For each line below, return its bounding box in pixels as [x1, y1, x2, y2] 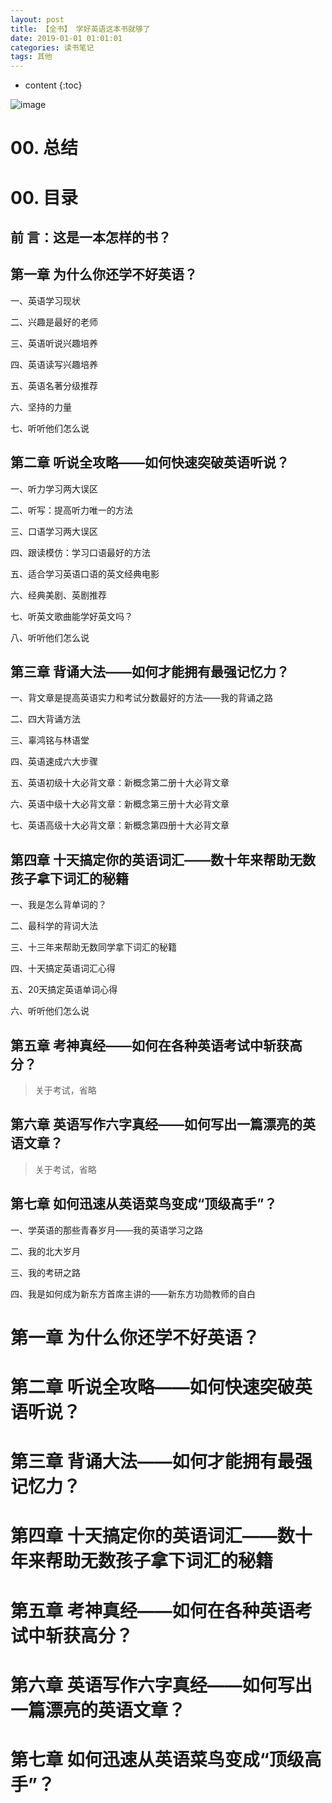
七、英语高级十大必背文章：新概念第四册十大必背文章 [10, 819, 230, 831]
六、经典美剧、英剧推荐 [10, 589, 107, 601]
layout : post [10, 14, 65, 25]
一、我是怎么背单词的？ [10, 899, 107, 911]
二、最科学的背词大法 [10, 920, 98, 932]
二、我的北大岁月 [10, 1245, 81, 1257]
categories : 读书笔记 [10, 42, 95, 53]
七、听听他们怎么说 [10, 422, 90, 434]
